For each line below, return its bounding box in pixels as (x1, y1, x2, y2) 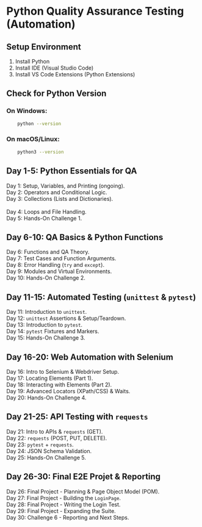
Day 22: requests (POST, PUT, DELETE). (6, 434, 107, 442)
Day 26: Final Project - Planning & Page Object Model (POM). (6, 487, 160, 495)
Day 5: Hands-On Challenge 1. (6, 214, 82, 222)
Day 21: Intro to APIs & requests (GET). (6, 427, 103, 435)
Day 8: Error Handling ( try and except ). (6, 261, 105, 269)
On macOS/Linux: (6, 135, 60, 144)
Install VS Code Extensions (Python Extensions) (15, 71, 135, 78)
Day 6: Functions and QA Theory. (6, 249, 90, 256)
